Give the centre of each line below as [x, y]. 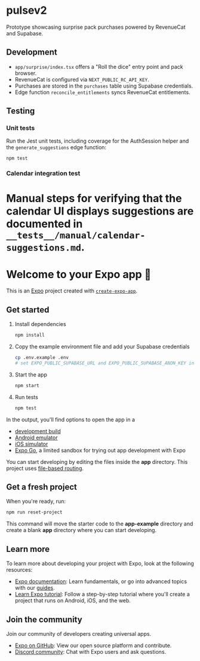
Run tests [27, 397]
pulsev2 [27, 10]
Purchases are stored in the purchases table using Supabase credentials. [104, 86]
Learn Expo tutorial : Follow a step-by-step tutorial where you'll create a [102, 594]
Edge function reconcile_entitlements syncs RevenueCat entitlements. [102, 92]
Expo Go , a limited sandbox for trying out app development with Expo [100, 450]
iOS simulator [31, 443]
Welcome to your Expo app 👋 [79, 274]
